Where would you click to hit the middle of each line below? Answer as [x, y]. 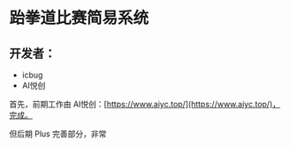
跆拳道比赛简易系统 [79, 18]
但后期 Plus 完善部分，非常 [58, 134]
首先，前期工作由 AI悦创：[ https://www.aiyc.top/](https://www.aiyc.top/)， [145, 104]
